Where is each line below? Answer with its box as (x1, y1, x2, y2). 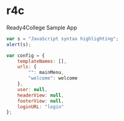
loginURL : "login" (17, 103, 64, 110)
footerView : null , (17, 98, 64, 104)
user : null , (17, 86, 48, 92)
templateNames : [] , (17, 58, 67, 64)
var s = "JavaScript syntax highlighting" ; (6, 35, 119, 42)
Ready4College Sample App (6, 24, 78, 31)
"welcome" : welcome (28, 75, 78, 81)
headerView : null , (17, 92, 64, 98)
